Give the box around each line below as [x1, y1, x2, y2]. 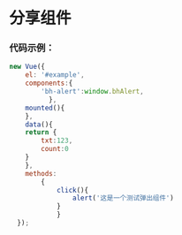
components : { [25, 79, 73, 88]
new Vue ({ [9, 63, 46, 72]
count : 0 [41, 145, 69, 154]
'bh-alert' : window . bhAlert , [41, 87, 144, 96]
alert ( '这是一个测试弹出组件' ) [72, 193, 174, 203]
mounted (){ [25, 103, 65, 112]
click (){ [56, 186, 89, 194]
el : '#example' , [25, 71, 86, 80]
